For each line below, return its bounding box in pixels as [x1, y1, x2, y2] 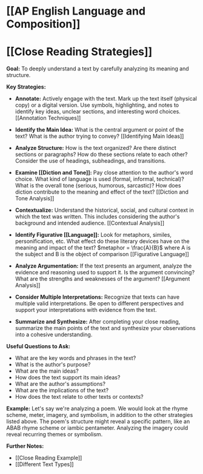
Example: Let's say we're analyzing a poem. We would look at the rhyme [6, 405, 188, 412]
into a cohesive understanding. [15, 331, 93, 338]
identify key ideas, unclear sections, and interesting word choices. [15, 108, 181, 115]
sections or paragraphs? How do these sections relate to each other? [15, 151, 188, 158]
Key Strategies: [6, 83, 47, 90]
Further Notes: [6, 442, 44, 450]
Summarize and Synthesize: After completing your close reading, [15, 318, 181, 325]
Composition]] [6, 17, 81, 31]
